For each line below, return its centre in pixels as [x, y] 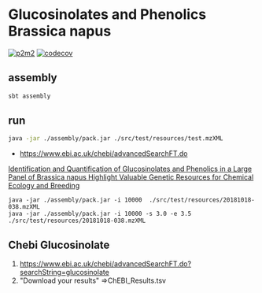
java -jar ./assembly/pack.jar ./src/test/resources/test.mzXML [116, 139]
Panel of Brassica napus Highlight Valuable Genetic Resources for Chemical [131, 177]
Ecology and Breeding [44, 186]
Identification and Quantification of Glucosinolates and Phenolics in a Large [130, 169]
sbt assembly [30, 96]
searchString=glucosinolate [65, 273]
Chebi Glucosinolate [59, 245]
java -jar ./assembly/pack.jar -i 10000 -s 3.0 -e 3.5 [100, 214]
